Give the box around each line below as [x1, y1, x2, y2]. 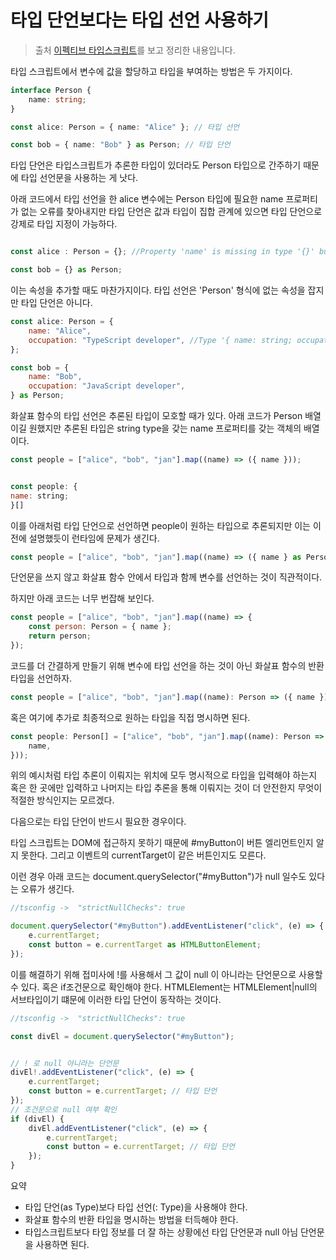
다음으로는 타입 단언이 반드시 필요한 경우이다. [10, 816, 187, 828]
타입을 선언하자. [10, 672, 73, 684]
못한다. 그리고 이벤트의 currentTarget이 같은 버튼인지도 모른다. [20, 849, 267, 861]
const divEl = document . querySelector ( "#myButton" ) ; [10, 1031, 235, 1041]
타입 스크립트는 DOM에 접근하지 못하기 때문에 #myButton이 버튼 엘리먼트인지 [10, 837, 314, 849]
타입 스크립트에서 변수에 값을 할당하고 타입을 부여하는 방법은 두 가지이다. [10, 65, 293, 77]
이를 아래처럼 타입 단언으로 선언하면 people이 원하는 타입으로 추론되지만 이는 [10, 519, 311, 531]
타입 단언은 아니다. [20, 297, 93, 309]
